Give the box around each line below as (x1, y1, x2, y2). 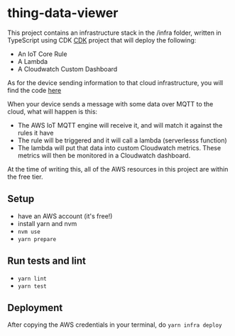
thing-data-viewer (7, 5, 119, 21)
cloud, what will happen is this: (7, 107, 98, 116)
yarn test (17, 282, 48, 290)
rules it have (17, 128, 54, 137)
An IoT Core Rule (17, 50, 67, 58)
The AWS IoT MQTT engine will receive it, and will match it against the (17, 121, 223, 129)
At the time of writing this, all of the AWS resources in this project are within (7, 164, 229, 173)
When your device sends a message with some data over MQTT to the (7, 99, 214, 108)
